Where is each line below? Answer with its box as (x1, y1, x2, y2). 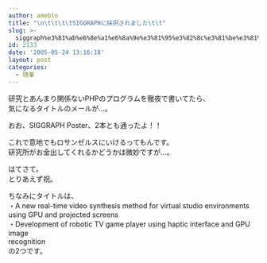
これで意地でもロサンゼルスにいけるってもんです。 (8, 137, 174, 147)
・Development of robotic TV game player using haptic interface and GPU (8, 219, 250, 229)
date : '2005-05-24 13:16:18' (8, 48, 105, 56)
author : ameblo (8, 11, 59, 20)
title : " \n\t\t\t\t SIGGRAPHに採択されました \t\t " (8, 19, 167, 27)
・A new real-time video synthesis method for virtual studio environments (8, 200, 250, 211)
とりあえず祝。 (8, 174, 57, 184)
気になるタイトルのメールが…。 (8, 103, 113, 113)
